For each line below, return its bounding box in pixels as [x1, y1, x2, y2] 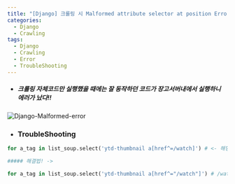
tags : [7, 36, 23, 43]
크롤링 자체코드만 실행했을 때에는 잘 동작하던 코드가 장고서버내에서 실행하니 [17, 85, 222, 93]
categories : [7, 17, 42, 24]
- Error [13, 56, 36, 63]
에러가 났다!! [17, 94, 52, 102]
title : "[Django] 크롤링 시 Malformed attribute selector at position [7, 10, 212, 17]
